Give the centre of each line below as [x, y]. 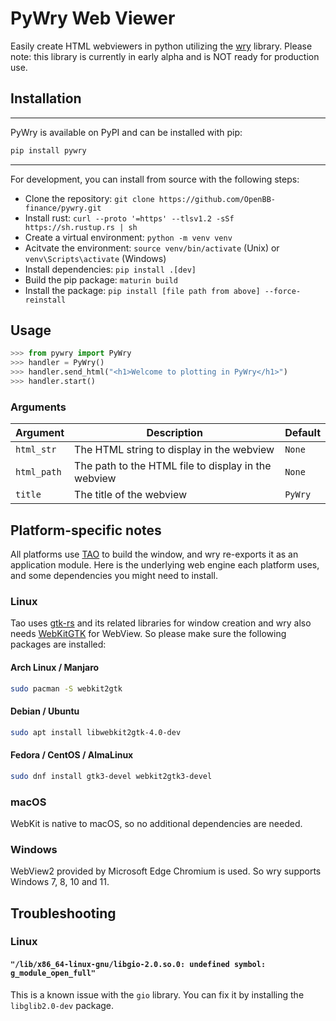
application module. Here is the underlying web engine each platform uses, [165, 565]
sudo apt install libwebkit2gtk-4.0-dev [96, 732]
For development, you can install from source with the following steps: [155, 179]
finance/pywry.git [63, 208]
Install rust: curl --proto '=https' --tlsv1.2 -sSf [129, 218]
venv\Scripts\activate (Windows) [95, 258]
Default [302, 433]
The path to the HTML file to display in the [173, 466]
